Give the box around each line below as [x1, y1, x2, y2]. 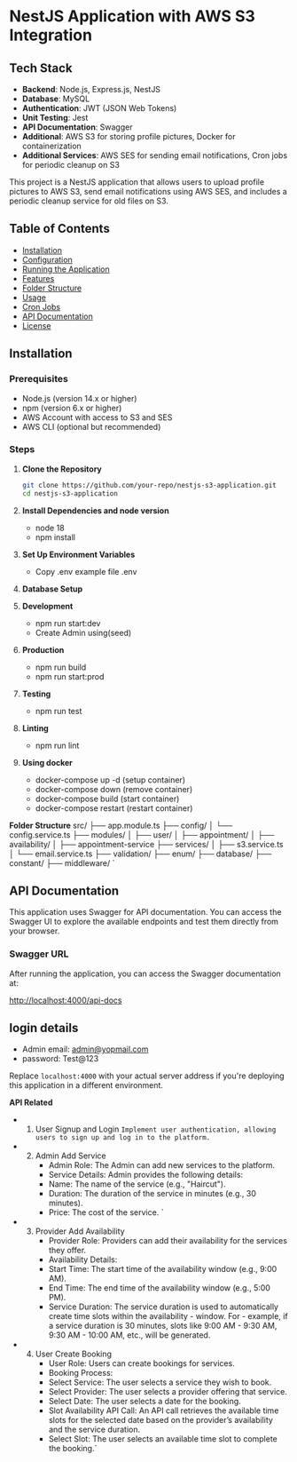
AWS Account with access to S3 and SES [21, 411, 173, 423]
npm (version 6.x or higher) [21, 402, 122, 413]
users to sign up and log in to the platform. [35, 1133, 211, 1142]
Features [21, 273, 55, 283]
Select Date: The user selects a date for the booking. [48, 1396, 241, 1407]
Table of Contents [9, 221, 111, 236]
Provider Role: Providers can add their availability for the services [48, 1236, 288, 1246]
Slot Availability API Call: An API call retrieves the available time [48, 1405, 279, 1416]
